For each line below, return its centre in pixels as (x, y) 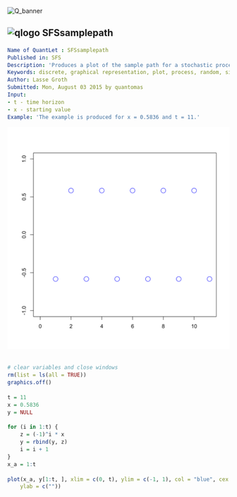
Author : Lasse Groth (38, 80)
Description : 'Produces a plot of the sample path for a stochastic (110, 65)
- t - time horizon (36, 102)
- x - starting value (39, 109)
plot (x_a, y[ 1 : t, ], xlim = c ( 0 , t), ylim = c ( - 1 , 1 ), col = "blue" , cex (118, 479)
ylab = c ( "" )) (41, 486)
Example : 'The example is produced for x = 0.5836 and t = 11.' (104, 117)
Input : (17, 95)
